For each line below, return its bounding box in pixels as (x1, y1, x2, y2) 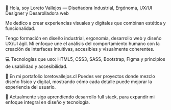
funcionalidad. (5, 25, 36, 31)
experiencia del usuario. (5, 84, 56, 90)
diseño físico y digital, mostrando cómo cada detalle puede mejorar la (5, 79, 152, 85)
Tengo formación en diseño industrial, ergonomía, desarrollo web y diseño (5, 35, 162, 41)
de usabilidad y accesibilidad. (5, 63, 68, 69)
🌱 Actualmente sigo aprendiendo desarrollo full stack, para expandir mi (5, 94, 155, 100)
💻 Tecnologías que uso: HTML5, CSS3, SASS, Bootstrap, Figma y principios (5, 56, 165, 62)
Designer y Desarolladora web (5, 10, 69, 16)
